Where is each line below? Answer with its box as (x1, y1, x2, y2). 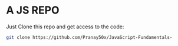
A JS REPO (6, 4, 60, 17)
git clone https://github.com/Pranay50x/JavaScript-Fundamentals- (6, 34, 173, 40)
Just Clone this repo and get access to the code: (6, 23, 124, 30)
